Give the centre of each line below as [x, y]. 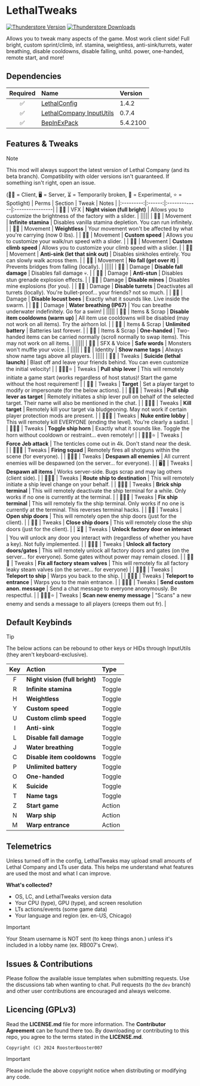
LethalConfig [59, 103]
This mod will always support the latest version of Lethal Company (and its [98, 170]
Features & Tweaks [42, 144]
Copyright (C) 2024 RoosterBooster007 [54, 1048]
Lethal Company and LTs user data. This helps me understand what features [100, 867]
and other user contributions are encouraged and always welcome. [89, 991]
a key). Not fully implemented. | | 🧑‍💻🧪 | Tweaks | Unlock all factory [89, 544]
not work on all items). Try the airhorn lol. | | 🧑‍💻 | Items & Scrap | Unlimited [98, 324]
